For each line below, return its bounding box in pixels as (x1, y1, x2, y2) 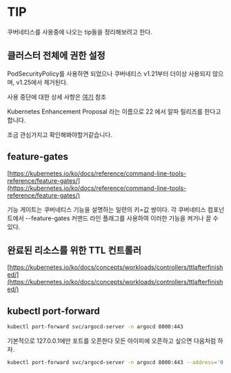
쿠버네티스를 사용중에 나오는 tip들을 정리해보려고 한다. (7, 28, 153, 36)
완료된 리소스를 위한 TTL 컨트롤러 (7, 244, 141, 256)
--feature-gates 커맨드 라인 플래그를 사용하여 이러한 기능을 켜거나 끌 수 (25, 214, 219, 222)
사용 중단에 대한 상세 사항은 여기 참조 (7, 92, 107, 100)
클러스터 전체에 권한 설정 (7, 50, 106, 62)
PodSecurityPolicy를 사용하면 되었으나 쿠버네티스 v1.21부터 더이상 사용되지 (7, 70, 212, 78)
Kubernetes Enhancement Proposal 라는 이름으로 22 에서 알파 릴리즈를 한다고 (7, 107, 221, 116)
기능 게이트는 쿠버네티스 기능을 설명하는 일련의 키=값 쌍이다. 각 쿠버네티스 (7, 205, 206, 213)
